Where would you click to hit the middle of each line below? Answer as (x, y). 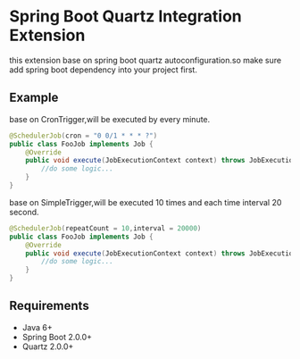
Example (34, 98)
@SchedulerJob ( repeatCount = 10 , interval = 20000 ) (105, 228)
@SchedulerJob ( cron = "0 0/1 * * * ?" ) (83, 136)
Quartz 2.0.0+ (48, 346)
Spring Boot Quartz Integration (126, 17)
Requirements (49, 306)
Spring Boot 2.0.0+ (57, 337)
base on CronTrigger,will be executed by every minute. (110, 119)
